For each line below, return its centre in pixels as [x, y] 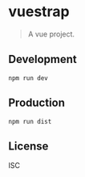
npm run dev [28, 78]
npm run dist [30, 121]
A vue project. [51, 34]
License [28, 146]
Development [43, 59]
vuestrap [39, 12]
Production [37, 103]
